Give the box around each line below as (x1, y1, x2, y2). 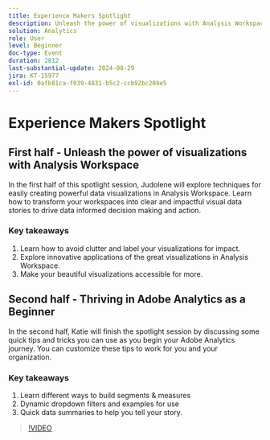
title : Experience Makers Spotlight (8, 11, 131, 20)
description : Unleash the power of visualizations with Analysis (8, 19, 231, 27)
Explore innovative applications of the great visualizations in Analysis (19, 252, 249, 261)
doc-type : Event (8, 49, 63, 57)
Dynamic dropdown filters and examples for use (19, 399, 179, 409)
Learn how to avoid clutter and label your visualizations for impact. (19, 243, 241, 253)
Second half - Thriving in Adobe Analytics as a (8, 293, 247, 306)
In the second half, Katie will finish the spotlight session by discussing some (8, 327, 260, 336)
